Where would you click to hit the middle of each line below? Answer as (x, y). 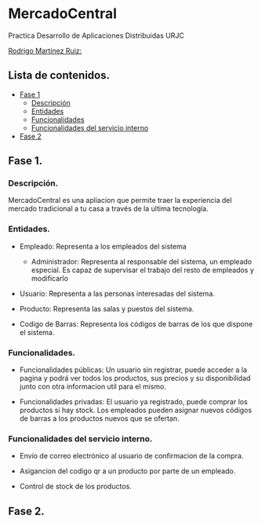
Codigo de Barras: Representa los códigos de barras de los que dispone (136, 324)
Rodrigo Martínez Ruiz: (45, 50)
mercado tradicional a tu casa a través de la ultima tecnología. (109, 208)
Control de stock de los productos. (75, 486)
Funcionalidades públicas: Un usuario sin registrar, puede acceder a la (133, 370)
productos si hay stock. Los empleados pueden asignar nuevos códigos (136, 411)
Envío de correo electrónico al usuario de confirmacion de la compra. (131, 456)
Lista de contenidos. (59, 76)
